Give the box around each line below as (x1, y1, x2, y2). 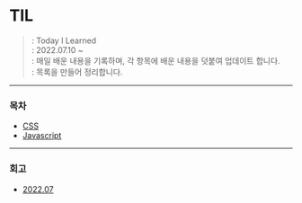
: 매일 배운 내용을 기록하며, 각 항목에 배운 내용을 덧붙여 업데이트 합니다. (31, 55, 280, 66)
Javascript (22, 130, 62, 141)
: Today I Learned (31, 35, 97, 46)
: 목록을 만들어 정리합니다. (31, 66, 123, 77)
